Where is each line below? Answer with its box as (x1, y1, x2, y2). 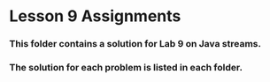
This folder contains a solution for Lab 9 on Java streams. (9, 38, 261, 50)
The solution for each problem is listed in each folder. (9, 62, 243, 74)
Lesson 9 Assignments (9, 6, 181, 26)
